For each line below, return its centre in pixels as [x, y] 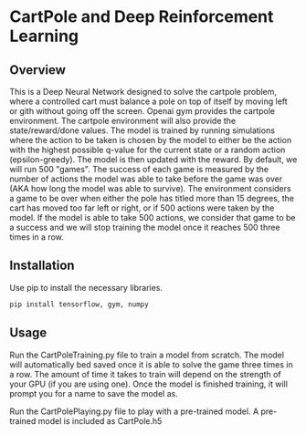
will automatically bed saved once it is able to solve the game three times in [152, 364]
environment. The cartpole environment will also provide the [123, 121]
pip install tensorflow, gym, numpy [79, 304]
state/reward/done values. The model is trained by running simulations [142, 130]
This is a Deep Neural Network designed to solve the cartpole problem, [143, 92]
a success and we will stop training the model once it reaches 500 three [145, 227]
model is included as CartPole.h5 [100, 420]
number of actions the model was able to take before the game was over [146, 179]
